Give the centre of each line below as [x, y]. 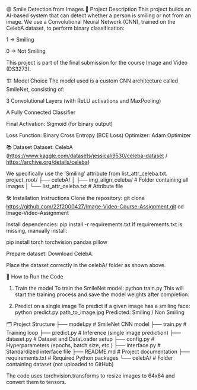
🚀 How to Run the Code [35, 277]
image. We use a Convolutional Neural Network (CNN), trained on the [91, 22]
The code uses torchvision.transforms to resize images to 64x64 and [90, 376]
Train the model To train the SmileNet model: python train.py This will [99, 288]
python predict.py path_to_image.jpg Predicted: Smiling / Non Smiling [100, 312]
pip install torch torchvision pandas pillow [57, 242]
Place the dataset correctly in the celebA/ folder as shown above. [86, 265]
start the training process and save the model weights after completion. [102, 294]
